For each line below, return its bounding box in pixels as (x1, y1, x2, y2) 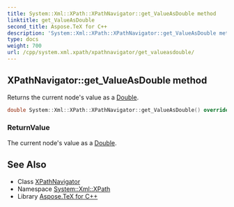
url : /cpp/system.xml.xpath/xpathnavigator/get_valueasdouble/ (7, 49, 195, 56)
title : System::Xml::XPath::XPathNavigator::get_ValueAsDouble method (7, 10, 217, 17)
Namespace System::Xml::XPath (17, 185, 111, 193)
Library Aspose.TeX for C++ (17, 192, 98, 200)
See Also (7, 159, 47, 171)
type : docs (7, 36, 39, 43)
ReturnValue (7, 123, 50, 133)
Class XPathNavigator (17, 177, 81, 185)
